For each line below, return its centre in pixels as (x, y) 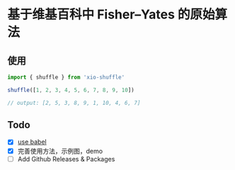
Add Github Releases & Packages (66, 159)
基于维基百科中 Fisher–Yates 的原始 (111, 15)
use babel (32, 142)
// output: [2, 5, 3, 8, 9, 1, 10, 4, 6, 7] (74, 103)
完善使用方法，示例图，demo (60, 151)
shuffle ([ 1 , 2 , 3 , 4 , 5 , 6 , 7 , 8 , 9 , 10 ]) (71, 90)
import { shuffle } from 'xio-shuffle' (66, 77)
